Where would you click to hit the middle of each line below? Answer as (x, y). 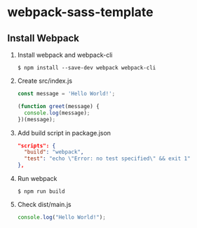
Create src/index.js (45, 81)
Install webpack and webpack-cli (65, 55)
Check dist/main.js (44, 204)
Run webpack (37, 179)
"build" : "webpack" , (54, 152)
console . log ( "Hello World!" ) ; (62, 217)
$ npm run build (41, 192)
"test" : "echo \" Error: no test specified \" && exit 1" (107, 159)
